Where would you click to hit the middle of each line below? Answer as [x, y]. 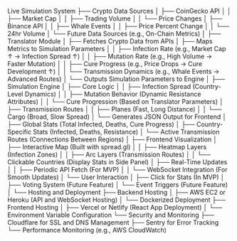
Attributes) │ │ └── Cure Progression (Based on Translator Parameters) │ [116, 102]
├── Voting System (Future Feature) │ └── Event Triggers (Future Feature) [118, 184]
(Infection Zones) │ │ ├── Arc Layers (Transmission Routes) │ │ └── [109, 154]
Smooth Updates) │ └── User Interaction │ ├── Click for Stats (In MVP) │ [116, 177]
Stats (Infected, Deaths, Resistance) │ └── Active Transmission [126, 132]
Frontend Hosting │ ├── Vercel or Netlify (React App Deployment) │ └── [115, 207]
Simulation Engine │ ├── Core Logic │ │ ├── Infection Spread [99, 86]
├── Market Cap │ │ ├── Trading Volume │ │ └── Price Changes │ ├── [115, 18]
